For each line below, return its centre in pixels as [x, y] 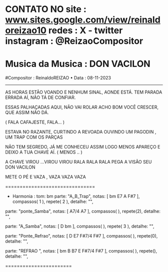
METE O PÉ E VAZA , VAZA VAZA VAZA [45, 177]
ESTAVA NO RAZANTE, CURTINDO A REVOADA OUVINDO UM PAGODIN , [81, 132]
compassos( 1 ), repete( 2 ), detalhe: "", [53, 201]
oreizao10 [26, 30]
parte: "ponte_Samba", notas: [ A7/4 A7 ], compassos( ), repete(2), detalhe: [83, 211]
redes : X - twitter [85, 30]
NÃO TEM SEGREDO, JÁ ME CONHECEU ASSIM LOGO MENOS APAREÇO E [83, 147]
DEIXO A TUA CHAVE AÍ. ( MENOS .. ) [44, 152]
